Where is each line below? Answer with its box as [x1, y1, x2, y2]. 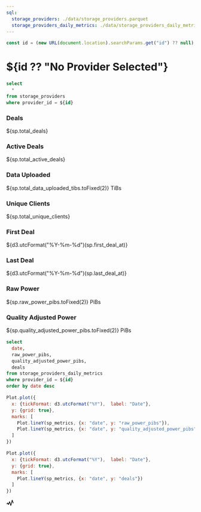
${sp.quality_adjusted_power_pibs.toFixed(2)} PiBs [6, 327, 132, 334]
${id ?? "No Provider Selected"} [6, 60, 169, 74]
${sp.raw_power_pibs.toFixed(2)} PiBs [6, 298, 101, 305]
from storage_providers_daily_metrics [6, 370, 103, 376]
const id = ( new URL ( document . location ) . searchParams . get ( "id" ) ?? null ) [6, 40, 194, 46]
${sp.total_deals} [6, 127, 48, 134]
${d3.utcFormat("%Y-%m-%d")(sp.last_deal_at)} [6, 269, 127, 277]
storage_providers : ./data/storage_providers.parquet [11, 16, 148, 22]
